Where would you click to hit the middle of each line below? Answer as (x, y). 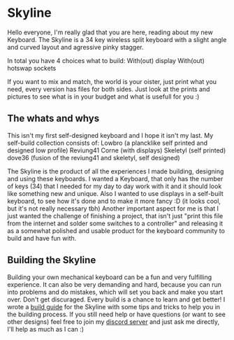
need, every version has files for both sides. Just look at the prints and (109, 89)
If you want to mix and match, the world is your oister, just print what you (112, 81)
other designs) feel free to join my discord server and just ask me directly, (114, 321)
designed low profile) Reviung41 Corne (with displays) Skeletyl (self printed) (117, 150)
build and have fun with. (42, 238)
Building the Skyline (52, 260)
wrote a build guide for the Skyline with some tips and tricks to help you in (114, 306)
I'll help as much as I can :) (46, 329)
